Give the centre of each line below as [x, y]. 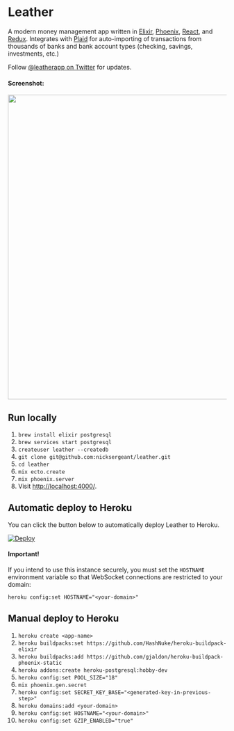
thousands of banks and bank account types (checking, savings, [100, 46]
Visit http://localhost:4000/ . [57, 486]
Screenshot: [26, 83]
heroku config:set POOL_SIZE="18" [68, 677]
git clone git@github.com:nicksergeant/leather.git [94, 457]
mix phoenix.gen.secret [52, 685]
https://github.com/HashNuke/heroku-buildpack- [157, 643]
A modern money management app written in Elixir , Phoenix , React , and [110, 31]
